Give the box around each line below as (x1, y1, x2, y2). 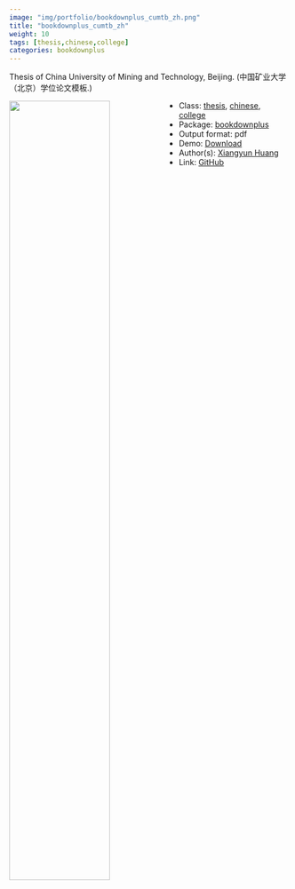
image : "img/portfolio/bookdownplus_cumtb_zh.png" (9, 12, 201, 22)
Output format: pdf (179, 129, 247, 139)
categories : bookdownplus (9, 46, 105, 55)
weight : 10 (9, 29, 50, 38)
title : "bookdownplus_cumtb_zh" (9, 21, 129, 30)
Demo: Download (179, 139, 243, 149)
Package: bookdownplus (179, 119, 269, 130)
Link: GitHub (179, 157, 225, 168)
